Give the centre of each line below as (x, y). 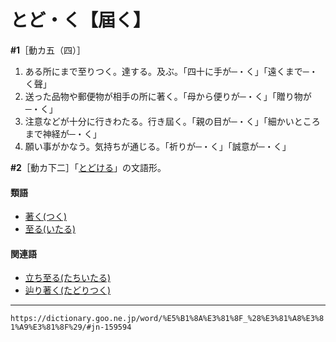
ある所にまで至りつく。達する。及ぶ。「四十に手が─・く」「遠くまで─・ (171, 71)
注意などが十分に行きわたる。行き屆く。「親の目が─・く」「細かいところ (172, 121)
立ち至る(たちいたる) (68, 278)
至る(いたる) (50, 229)
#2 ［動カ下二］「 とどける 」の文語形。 (88, 167)
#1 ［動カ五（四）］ (48, 50)
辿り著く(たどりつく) (68, 290)
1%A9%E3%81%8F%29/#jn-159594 (71, 327)
